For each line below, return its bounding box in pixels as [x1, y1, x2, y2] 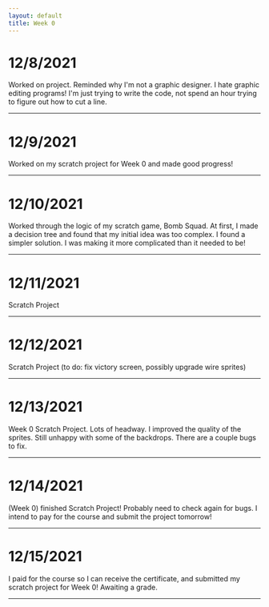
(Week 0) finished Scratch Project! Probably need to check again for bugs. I [8, 504, 258, 513]
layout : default [8, 11, 62, 20]
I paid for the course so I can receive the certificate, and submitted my [8, 574, 240, 583]
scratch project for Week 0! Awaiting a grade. [8, 582, 158, 592]
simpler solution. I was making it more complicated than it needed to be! [8, 238, 246, 248]
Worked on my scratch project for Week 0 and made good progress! [8, 159, 234, 169]
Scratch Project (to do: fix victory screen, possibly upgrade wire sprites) [8, 362, 247, 372]
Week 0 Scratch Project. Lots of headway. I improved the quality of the [8, 424, 242, 434]
